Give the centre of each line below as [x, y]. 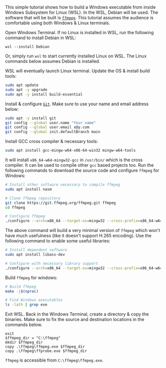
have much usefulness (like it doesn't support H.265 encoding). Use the [78, 236]
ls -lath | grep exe [26, 305]
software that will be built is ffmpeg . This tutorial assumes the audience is [79, 18]
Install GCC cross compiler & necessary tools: [52, 141]
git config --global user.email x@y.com [47, 127]
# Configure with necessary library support [52, 263]
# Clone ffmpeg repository [33, 198]
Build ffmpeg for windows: [31, 277]
